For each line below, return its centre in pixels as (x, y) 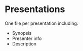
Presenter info (27, 38)
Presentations (35, 9)
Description (24, 43)
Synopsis (22, 33)
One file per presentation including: (41, 23)
